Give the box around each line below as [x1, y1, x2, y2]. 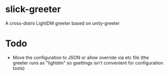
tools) [12, 65, 25, 71]
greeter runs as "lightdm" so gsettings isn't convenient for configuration [12, 59, 163, 66]
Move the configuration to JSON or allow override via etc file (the [12, 54, 149, 60]
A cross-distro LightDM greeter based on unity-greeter [5, 20, 120, 26]
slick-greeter [5, 4, 61, 15]
